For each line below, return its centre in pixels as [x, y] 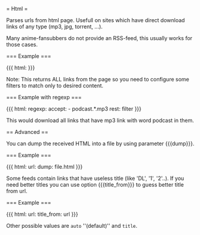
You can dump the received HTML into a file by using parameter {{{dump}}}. [100, 144]
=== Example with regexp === [44, 97]
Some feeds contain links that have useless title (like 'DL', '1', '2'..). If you [95, 178]
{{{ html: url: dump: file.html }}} [44, 167]
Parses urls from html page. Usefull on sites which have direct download [96, 20]
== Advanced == [27, 132]
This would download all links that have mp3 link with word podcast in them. [100, 120]
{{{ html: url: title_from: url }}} [42, 214]
